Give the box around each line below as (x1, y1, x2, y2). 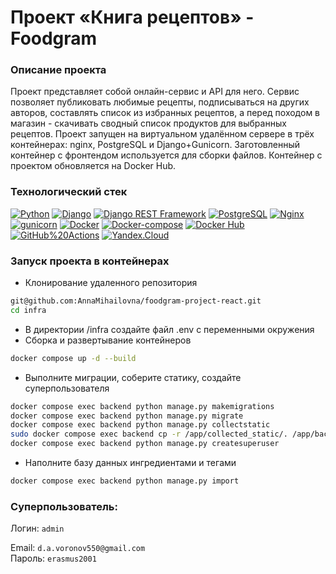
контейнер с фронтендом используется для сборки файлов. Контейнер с (10, 149, 323, 161)
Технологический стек (10, 185, 128, 199)
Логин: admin (10, 522, 65, 535)
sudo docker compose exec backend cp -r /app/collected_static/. (10, 429, 288, 440)
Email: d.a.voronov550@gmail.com (10, 542, 146, 554)
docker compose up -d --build (10, 353, 137, 363)
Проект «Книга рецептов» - (10, 6, 255, 29)
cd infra (10, 305, 47, 315)
